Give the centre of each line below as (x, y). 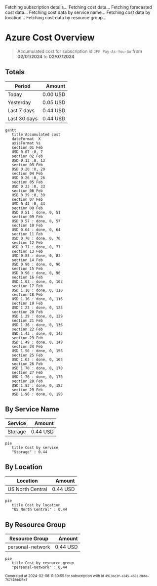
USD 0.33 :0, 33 (28, 186)
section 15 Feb (27, 269)
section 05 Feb (27, 182)
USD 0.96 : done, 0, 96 (36, 273)
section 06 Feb (27, 191)
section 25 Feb (27, 355)
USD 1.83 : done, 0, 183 (37, 385)
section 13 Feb (27, 251)
